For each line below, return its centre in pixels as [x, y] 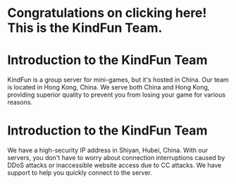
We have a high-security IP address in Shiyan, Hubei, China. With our [108, 150]
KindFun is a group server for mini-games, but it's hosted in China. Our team [118, 80]
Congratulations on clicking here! [107, 13]
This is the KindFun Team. [85, 28]
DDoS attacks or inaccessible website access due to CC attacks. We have [114, 165]
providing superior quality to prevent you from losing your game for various [117, 95]
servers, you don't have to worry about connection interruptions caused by [116, 158]
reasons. [20, 102]
